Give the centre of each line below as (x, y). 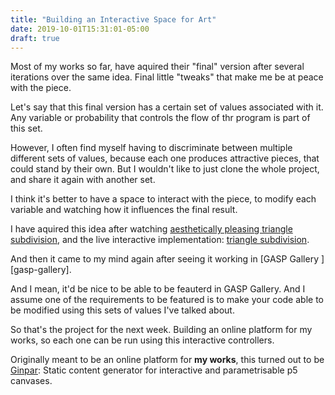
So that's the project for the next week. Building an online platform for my (161, 330)
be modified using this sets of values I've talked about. (122, 310)
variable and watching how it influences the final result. (124, 210)
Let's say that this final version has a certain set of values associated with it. (167, 107)
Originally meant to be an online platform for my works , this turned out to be (167, 360)
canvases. (31, 381)
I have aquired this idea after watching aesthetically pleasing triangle (151, 229)
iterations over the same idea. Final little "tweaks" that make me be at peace (167, 77)
